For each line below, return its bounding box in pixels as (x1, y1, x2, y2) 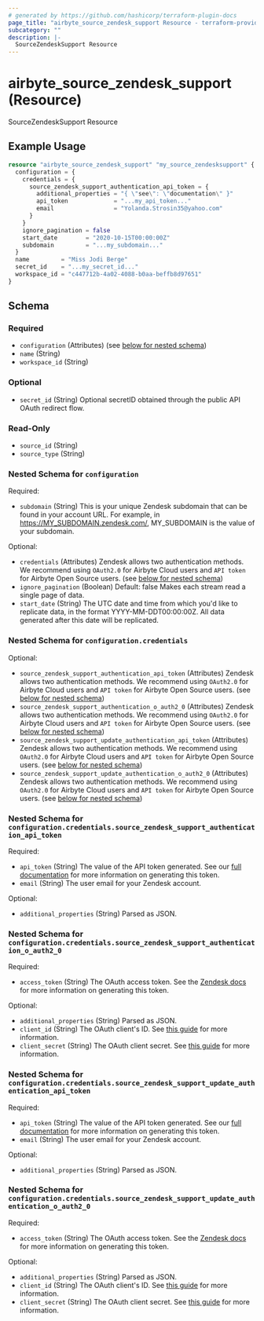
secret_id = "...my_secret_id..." (15, 263, 139, 271)
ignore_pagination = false (22, 226, 111, 234)
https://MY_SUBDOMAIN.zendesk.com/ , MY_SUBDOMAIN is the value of (19, 518, 255, 528)
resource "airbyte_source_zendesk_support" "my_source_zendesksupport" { (8, 160, 255, 169)
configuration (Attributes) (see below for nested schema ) (19, 341, 207, 350)
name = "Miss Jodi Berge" (15, 256, 128, 264)
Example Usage (8, 140, 86, 153)
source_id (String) (19, 441, 79, 450)
